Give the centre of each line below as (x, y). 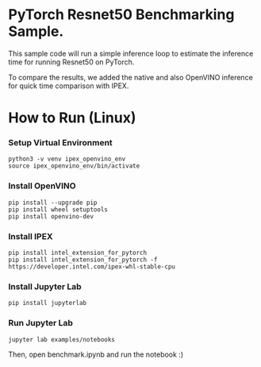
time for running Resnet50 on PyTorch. (71, 62)
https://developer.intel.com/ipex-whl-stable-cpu (92, 267)
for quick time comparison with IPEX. (69, 86)
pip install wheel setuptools (58, 209)
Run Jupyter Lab (41, 323)
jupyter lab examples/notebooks (61, 339)
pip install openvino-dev (51, 216)
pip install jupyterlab (48, 303)
